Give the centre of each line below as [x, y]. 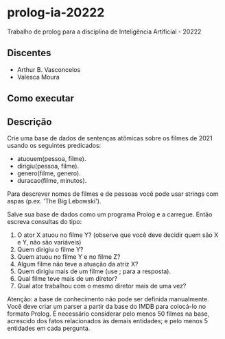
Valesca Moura [38, 77]
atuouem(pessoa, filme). [51, 158]
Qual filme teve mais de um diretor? [67, 278]
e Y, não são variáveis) [49, 242]
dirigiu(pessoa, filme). [48, 166]
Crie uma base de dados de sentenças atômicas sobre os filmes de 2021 [110, 138]
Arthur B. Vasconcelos [49, 69]
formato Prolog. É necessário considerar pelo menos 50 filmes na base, [108, 314]
